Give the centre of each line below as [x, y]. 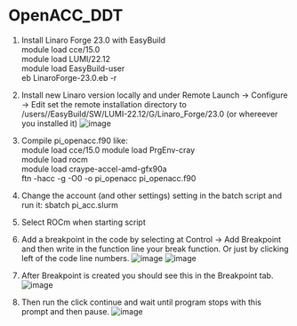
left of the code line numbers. [75, 258]
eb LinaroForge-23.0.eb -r [69, 77]
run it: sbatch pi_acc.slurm [70, 204]
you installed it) [49, 123]
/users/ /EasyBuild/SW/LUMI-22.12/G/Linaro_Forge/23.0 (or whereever [149, 114]
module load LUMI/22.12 [66, 59]
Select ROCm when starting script [83, 222]
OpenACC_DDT [66, 16]
